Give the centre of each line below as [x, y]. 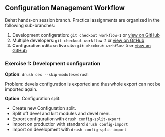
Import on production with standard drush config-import [70, 124]
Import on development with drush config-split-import [69, 129]
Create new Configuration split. [44, 108]
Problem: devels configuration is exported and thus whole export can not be [83, 84]
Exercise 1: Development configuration [53, 63]
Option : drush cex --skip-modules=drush [47, 74]
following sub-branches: [30, 25]
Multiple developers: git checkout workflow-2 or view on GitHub [78, 40]
